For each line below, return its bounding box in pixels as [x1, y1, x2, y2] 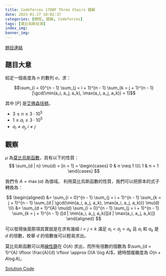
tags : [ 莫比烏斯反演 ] [5, 21, 46, 26]
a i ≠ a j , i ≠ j [12, 123, 36, 131]
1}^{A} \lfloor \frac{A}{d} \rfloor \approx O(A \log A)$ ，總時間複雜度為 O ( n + [5, 250, 161, 256]
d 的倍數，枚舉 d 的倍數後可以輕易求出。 [5, 233, 89, 239]
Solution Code [5, 266, 34, 272]
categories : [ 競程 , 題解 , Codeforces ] [5, 16, 83, 21]
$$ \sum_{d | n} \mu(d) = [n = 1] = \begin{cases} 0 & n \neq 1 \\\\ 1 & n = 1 [8, 163, 159, 169]
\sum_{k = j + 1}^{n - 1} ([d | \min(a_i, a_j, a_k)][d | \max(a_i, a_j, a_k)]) [12, 210, 156, 216]
